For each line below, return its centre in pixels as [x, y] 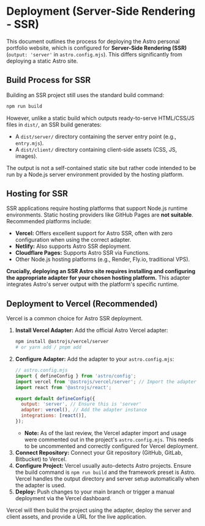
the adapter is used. [40, 485]
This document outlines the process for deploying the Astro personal [93, 41]
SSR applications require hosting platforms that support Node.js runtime [97, 208]
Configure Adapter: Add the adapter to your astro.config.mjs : [95, 359]
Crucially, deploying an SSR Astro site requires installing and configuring [101, 271]
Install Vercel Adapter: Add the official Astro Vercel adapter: [91, 330]
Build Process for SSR [49, 80]
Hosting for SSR [37, 194]
